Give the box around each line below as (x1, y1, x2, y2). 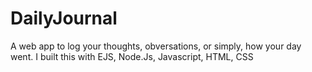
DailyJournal (10, 7, 118, 30)
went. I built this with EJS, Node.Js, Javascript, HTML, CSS (10, 50, 254, 62)
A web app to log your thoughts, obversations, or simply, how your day (10, 40, 302, 52)
